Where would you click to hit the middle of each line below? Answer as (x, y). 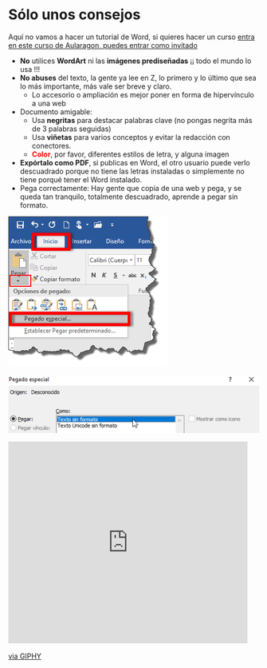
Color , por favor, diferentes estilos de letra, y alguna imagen (130, 154)
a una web (49, 103)
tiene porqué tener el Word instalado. (80, 179)
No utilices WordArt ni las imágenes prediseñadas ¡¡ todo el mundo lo (135, 61)
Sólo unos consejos (75, 15)
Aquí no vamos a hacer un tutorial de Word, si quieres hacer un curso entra (132, 37)
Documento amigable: (56, 111)
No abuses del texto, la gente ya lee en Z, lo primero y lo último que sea (138, 78)
